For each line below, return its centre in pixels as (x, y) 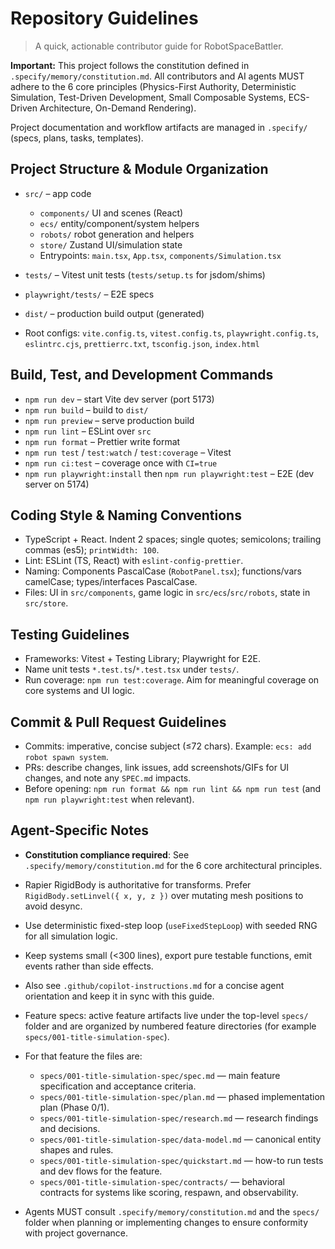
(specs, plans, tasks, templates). (77, 138)
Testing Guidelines (70, 634)
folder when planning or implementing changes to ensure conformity (166, 1222)
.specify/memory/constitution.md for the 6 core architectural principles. (173, 865)
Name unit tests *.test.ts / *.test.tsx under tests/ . (132, 669)
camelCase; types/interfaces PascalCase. (111, 582)
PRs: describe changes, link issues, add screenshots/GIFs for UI (157, 767)
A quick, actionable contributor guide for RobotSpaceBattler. (159, 46)
